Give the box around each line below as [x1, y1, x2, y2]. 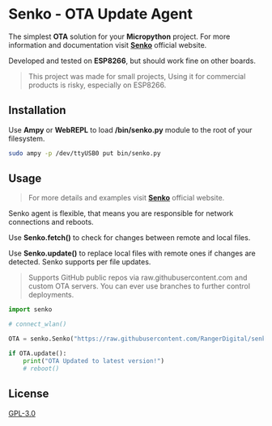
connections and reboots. [8, 217, 95, 227]
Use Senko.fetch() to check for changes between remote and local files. [8, 233, 251, 243]
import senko [8, 306, 53, 314]
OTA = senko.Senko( [8, 335, 74, 344]
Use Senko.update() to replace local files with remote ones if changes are [8, 248, 257, 259]
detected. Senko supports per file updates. [8, 257, 151, 267]
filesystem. [8, 133, 45, 143]
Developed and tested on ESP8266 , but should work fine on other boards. [8, 56, 257, 65]
